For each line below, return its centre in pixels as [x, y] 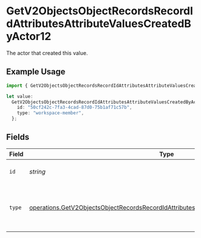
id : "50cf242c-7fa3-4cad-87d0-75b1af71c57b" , [75, 108]
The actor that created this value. [47, 53]
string [37, 172]
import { [17, 86]
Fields [18, 137]
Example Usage [36, 72]
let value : [20, 96]
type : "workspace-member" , [51, 113]
